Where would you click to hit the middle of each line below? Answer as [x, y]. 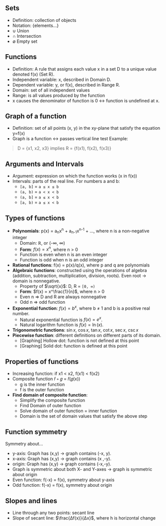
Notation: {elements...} [35, 25]
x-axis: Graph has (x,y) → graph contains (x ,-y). [62, 459]
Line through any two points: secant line [53, 513]
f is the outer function [42, 390]
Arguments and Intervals [44, 164]
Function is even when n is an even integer [64, 255]
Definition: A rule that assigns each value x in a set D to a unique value [84, 69]
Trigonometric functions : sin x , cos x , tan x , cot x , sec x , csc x [75, 330]
